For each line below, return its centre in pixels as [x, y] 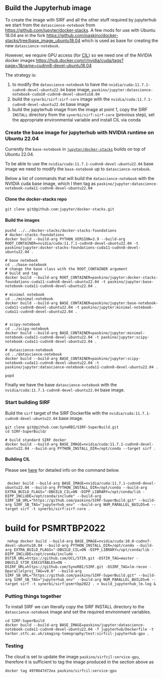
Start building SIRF [28, 402]
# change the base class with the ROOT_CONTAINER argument [66, 269]
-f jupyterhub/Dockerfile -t [124, 629]
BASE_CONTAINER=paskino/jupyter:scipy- [100, 359]
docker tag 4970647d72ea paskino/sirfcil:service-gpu [61, 671]
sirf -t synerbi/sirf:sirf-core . [55, 509]
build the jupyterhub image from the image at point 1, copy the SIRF [80, 109]
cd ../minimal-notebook [29, 299]
